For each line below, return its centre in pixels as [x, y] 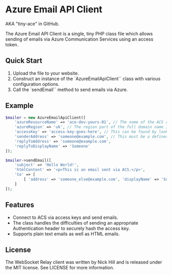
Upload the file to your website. [46, 73]
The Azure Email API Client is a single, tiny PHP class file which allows [79, 33]
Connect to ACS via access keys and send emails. [66, 217]
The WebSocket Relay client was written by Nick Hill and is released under [84, 262]
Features [20, 205]
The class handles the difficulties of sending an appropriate [75, 223]
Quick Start [24, 61]
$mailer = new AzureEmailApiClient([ [46, 117]
